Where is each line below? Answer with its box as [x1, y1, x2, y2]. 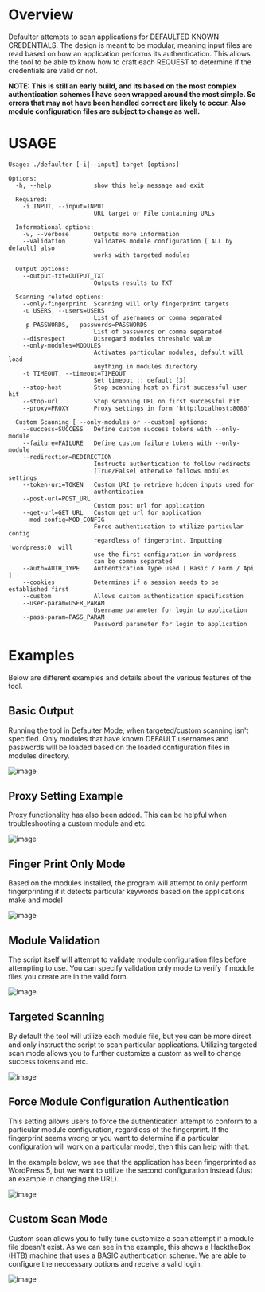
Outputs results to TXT [93, 278, 173, 287]
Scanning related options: [15, 293, 105, 301]
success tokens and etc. [8, 1057, 88, 1066]
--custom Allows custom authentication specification [22, 592, 244, 600]
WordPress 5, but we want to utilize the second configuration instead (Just [8, 1166, 253, 1175]
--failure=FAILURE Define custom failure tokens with [22, 439, 212, 447]
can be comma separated [93, 557, 173, 566]
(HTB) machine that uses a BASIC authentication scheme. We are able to [8, 1251, 247, 1260]
